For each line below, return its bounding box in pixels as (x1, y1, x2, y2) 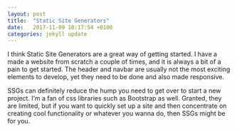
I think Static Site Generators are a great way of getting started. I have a (7, 50, 218, 59)
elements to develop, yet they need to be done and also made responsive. (7, 73, 225, 81)
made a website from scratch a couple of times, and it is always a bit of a (7, 58, 222, 66)
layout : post (7, 10, 46, 18)
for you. (7, 117, 31, 126)
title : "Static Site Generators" (7, 17, 110, 24)
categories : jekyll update (7, 30, 88, 38)
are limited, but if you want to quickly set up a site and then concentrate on (7, 101, 227, 111)
